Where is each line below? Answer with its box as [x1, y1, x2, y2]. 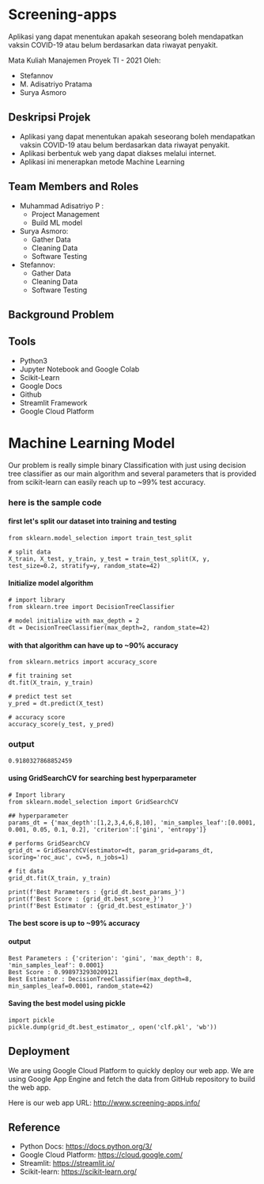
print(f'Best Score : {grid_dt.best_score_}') [8, 895, 164, 903]
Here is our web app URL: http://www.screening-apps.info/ [8, 1098, 200, 1107]
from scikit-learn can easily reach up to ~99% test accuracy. [8, 477, 206, 486]
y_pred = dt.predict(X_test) [8, 699, 104, 708]
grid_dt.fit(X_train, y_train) [8, 874, 111, 882]
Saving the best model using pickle [8, 999, 126, 1008]
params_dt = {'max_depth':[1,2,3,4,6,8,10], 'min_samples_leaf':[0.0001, [8, 818, 257, 827]
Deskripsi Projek [8, 111, 91, 124]
